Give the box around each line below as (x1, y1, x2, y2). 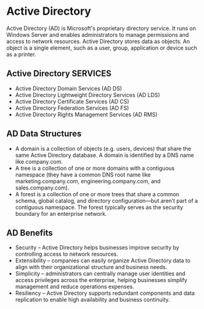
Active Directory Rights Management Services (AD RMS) (15, 110, 158, 118)
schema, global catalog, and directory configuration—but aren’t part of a (15, 197, 199, 204)
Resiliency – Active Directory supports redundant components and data (15, 289, 195, 297)
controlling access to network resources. (15, 250, 118, 258)
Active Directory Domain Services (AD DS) (15, 85, 122, 92)
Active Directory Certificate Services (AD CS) (15, 97, 129, 105)
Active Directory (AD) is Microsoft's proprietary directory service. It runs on (6, 25, 197, 32)
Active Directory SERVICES (6, 69, 112, 79)
